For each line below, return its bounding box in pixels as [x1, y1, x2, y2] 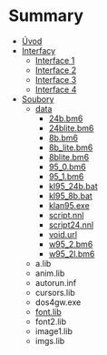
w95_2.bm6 [48, 238, 93, 249]
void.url [48, 228, 78, 239]
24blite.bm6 [48, 122, 94, 133]
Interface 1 [34, 55, 75, 66]
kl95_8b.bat [48, 190, 92, 201]
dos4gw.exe [34, 297, 82, 308]
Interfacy [21, 45, 56, 56]
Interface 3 [34, 74, 77, 85]
